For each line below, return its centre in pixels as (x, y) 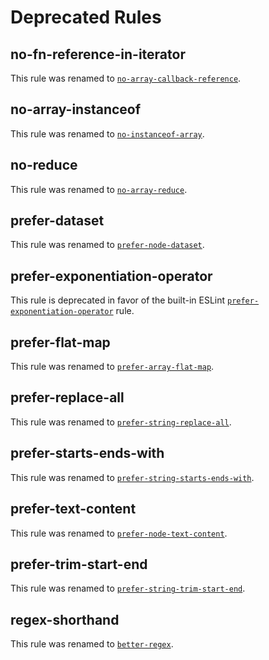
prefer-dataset (57, 221)
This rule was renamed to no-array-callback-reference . (126, 78)
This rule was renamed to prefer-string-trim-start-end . (128, 588)
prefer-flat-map (60, 342)
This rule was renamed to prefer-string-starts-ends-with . (132, 477)
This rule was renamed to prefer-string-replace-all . (121, 422)
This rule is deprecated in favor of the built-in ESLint (118, 300)
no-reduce (44, 165)
